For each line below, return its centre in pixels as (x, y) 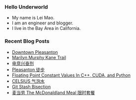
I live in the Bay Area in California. (46, 28)
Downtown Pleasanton (35, 52)
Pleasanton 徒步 (28, 69)
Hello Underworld (26, 7)
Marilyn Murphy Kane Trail (39, 57)
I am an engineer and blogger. (42, 23)
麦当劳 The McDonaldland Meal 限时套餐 (53, 93)
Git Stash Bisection (31, 87)
